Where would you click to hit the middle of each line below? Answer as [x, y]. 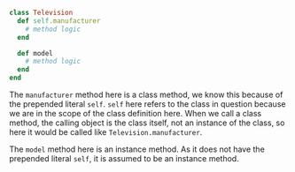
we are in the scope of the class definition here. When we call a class [136, 113]
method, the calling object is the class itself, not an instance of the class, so [147, 123]
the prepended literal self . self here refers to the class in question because [147, 104]
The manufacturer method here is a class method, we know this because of [146, 94]
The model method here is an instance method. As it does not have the [137, 149]
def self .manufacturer [59, 21]
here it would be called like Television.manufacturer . [106, 132]
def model [35, 53]
